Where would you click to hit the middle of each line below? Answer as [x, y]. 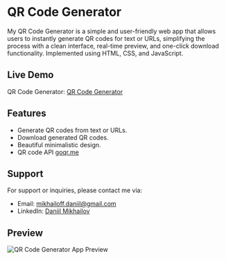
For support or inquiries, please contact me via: [75, 190]
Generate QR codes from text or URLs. [72, 130]
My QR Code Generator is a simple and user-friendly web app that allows [112, 31]
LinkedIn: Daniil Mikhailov [53, 211]
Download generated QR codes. [63, 137]
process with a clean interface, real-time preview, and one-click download [113, 46]
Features [27, 114]
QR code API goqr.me [48, 152]
